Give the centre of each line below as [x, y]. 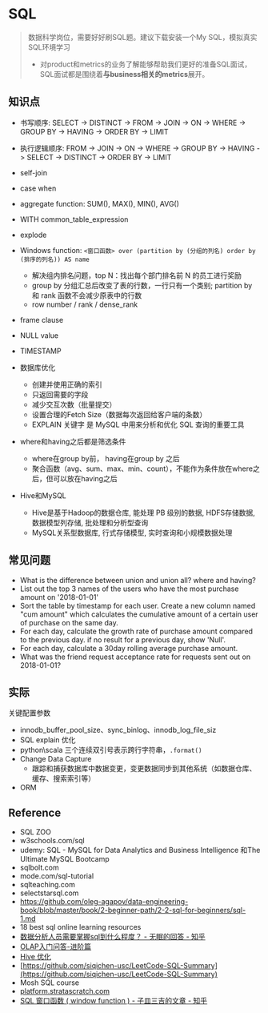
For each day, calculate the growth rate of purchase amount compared [136, 631]
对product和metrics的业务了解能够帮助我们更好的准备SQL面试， [146, 64]
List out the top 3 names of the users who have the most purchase [129, 589]
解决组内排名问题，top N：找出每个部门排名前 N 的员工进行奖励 [136, 275]
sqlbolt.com [39, 868]
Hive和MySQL [43, 495]
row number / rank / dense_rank [85, 304]
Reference [35, 812]
